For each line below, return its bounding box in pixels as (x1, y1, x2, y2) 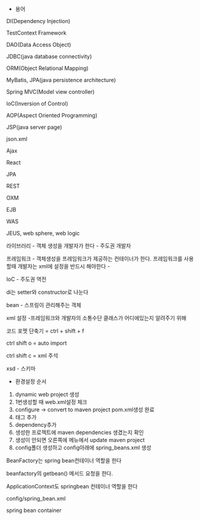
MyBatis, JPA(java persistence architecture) (6, 77, 117, 83)
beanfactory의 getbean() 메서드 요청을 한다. (6, 470, 114, 477)
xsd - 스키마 (6, 365, 36, 372)
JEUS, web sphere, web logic (6, 230, 80, 237)
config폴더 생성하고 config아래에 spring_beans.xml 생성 (15, 444, 152, 451)
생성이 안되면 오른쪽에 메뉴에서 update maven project (15, 437, 145, 443)
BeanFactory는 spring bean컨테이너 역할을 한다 (6, 457, 122, 464)
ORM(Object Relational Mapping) (6, 64, 89, 72)
